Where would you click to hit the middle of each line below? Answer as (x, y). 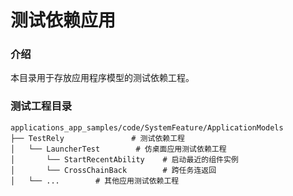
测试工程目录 (41, 106)
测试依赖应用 (63, 20)
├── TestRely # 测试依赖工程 (97, 138)
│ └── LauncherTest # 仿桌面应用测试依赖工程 (118, 149)
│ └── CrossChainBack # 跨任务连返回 (113, 170)
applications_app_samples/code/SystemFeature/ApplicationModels (147, 127)
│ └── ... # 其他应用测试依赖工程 (95, 181)
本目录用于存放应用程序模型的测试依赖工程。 (102, 78)
